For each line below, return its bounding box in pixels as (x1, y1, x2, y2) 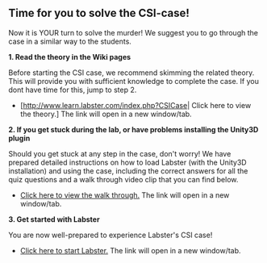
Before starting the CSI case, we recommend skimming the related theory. (8, 68, 255, 77)
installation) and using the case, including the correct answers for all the (8, 165, 248, 176)
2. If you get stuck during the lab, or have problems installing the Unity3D (8, 124, 259, 134)
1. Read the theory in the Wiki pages (8, 52, 131, 61)
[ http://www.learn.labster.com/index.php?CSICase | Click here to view (19, 100, 252, 110)
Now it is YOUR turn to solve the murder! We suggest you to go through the (8, 27, 258, 37)
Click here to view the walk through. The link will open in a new (19, 190, 230, 200)
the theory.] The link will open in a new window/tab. (19, 109, 192, 119)
